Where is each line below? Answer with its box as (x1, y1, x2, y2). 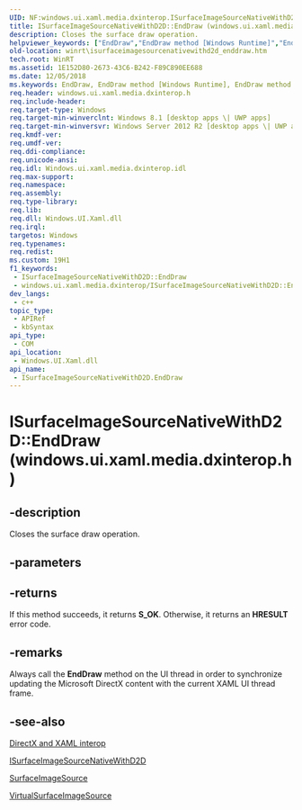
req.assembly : (9, 189, 63, 198)
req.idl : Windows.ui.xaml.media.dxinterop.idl (9, 164, 187, 173)
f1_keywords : (9, 265, 58, 274)
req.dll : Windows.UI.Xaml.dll (9, 213, 123, 223)
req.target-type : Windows (9, 105, 106, 114)
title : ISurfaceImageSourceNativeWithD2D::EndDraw (9, 22, 203, 31)
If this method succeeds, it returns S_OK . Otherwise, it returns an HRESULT (9, 609, 289, 620)
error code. (9, 618, 51, 630)
